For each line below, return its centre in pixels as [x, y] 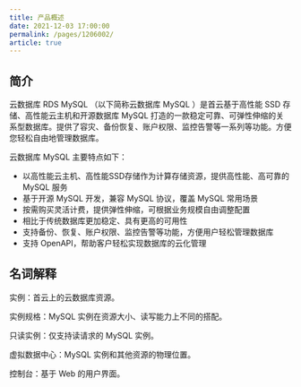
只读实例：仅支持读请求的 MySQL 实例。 [84, 335]
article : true [36, 43]
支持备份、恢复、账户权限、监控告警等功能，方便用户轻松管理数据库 [148, 232]
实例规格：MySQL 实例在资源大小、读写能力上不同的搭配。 [118, 316]
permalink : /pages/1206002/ [62, 34]
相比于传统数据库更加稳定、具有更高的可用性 [105, 221]
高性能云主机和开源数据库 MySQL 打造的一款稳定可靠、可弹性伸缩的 [150, 116]
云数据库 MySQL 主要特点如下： [69, 157]
